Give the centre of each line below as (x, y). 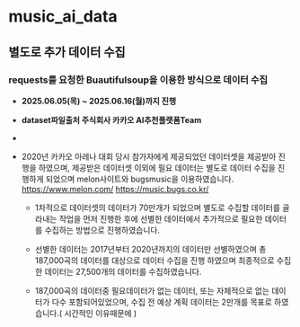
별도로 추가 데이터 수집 (67, 52)
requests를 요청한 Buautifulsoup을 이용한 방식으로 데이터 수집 (138, 80)
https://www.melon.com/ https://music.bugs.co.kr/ (115, 189)
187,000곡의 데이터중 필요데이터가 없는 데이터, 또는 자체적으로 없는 (152, 290)
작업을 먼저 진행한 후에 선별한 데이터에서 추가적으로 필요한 (161, 218)
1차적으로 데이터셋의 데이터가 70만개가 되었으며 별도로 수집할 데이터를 (157, 208)
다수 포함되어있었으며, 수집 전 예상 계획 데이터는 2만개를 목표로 (162, 302)
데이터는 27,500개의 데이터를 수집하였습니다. (123, 271)
